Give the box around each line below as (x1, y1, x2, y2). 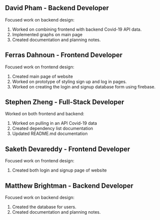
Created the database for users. (12, 204, 77, 210)
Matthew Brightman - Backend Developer (5, 181, 134, 190)
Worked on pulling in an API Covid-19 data (12, 120, 98, 126)
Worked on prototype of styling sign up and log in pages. (12, 78, 127, 85)
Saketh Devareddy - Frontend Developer (5, 145, 130, 153)
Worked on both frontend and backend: (5, 111, 84, 117)
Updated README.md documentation (12, 131, 88, 136)
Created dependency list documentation (12, 126, 94, 132)
